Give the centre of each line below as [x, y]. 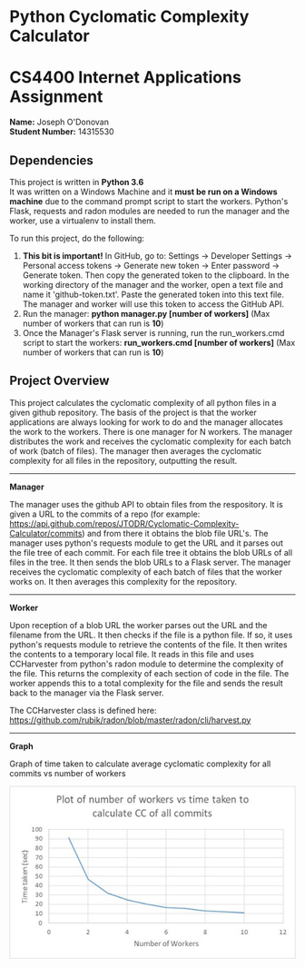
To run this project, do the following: [77, 238]
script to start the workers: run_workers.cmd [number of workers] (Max [159, 342]
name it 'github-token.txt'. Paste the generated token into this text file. [153, 294]
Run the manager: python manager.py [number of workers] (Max [146, 313]
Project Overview [59, 381]
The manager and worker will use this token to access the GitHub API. [153, 304]
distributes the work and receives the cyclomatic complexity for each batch [150, 441]
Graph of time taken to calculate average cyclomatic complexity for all [140, 764]
